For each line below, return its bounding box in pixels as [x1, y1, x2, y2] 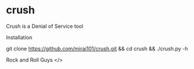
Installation [6, 34, 33, 41]
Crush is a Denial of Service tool [6, 23, 84, 30]
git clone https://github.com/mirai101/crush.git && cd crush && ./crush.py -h [6, 45, 188, 52]
